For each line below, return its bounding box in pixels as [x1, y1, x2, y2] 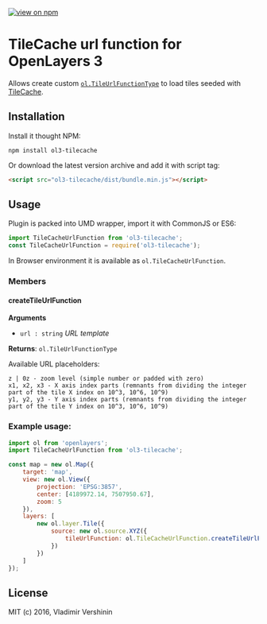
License [8, 586, 48, 599]
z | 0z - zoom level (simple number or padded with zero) [8, 374, 204, 383]
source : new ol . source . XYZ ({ [50, 527, 148, 536]
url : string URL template [19, 328, 110, 338]
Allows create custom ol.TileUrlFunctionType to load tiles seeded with [8, 78, 241, 87]
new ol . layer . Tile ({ [37, 520, 105, 528]
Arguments [8, 313, 47, 323]
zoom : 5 [37, 498, 62, 506]
